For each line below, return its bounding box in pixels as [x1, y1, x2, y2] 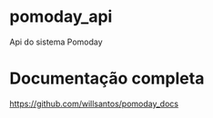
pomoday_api [9, 6, 113, 27]
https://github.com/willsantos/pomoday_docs [9, 98, 179, 109]
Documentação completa [9, 68, 205, 89]
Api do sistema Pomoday [9, 36, 103, 47]
